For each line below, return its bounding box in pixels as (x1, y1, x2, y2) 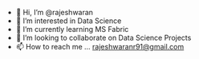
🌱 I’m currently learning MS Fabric (15, 25, 129, 33)
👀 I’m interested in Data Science (15, 16, 122, 26)
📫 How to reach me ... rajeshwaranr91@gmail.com (15, 42, 185, 51)
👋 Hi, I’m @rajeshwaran (15, 8, 94, 17)
